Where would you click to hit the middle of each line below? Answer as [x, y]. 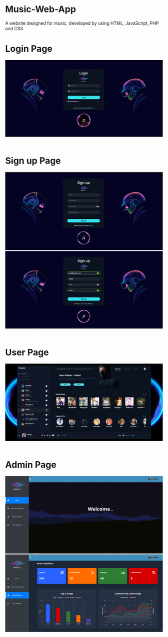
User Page [27, 353]
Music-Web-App [41, 9]
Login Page [29, 49]
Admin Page [31, 465]
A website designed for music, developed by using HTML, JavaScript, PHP [82, 23]
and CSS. [15, 28]
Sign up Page [33, 160]
